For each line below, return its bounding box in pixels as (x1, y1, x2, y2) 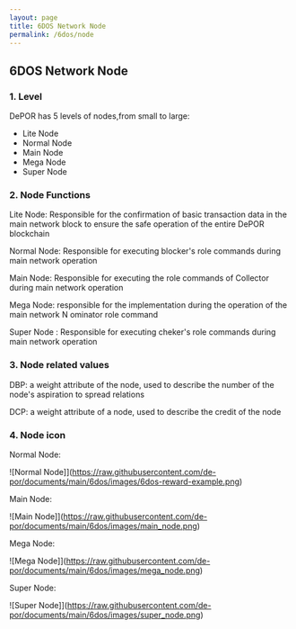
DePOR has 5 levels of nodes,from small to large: (9, 111, 190, 121)
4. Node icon (9, 428, 66, 441)
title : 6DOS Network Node (9, 22, 106, 31)
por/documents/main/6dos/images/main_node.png (9, 520, 197, 531)
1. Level (9, 90, 43, 103)
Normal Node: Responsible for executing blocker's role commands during (9, 246, 281, 256)
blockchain (9, 229, 50, 239)
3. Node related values (9, 359, 109, 372)
